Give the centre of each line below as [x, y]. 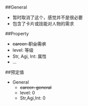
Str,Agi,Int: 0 [33, 98]
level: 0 [27, 93]
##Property [17, 34]
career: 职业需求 [29, 44]
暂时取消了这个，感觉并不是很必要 [47, 17]
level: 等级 [23, 50]
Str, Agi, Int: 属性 [29, 56]
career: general [35, 87]
